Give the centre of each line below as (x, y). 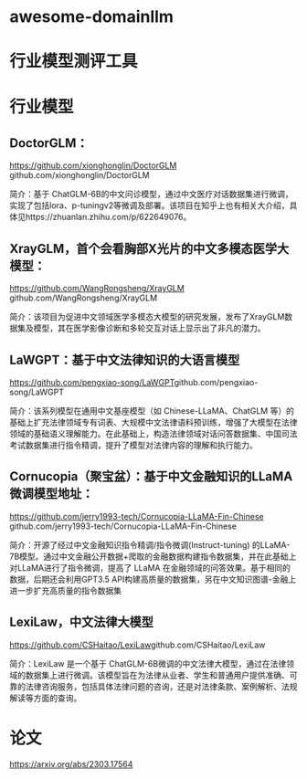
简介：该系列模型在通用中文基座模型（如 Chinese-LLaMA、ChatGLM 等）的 (152, 411)
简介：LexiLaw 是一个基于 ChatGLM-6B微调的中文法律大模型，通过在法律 (148, 663)
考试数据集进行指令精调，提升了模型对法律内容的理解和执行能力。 (133, 445)
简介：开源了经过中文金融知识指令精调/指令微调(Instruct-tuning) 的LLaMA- (150, 544)
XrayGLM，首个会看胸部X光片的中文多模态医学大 (149, 248)
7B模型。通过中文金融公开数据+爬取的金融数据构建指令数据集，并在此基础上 (153, 556)
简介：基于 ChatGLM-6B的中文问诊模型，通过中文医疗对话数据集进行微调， (152, 195)
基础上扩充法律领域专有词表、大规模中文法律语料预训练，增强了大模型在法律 (153, 422)
